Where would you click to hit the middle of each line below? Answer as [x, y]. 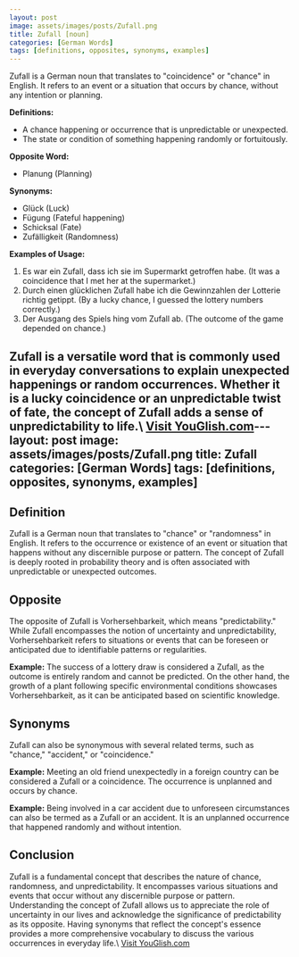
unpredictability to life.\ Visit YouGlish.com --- [140, 426]
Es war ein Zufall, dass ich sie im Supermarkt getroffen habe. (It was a [151, 271]
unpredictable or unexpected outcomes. [83, 571]
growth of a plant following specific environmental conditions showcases [143, 686]
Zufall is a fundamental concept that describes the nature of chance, [135, 877]
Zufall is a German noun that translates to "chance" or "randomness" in [140, 534]
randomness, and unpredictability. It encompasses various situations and [144, 886]
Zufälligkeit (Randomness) [70, 237]
